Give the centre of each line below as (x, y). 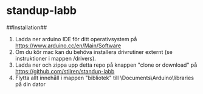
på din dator (30, 84)
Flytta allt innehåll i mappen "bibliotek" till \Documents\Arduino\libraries (105, 78)
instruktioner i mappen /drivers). (55, 58)
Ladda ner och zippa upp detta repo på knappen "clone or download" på (106, 65)
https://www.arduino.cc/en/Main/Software (68, 45)
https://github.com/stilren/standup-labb (65, 71)
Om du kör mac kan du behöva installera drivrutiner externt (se (94, 52)
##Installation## (27, 27)
